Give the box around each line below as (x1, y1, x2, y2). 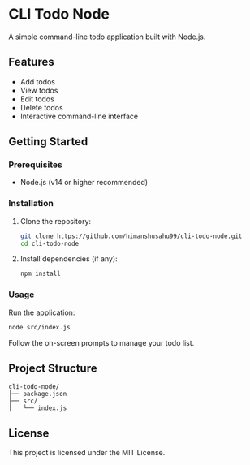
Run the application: (8, 308, 75, 317)
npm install (19, 269, 61, 278)
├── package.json (8, 390, 67, 398)
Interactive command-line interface (19, 111, 139, 121)
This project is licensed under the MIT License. (8, 448, 166, 458)
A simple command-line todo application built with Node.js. (8, 32, 206, 41)
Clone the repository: (19, 216, 92, 226)
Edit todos (19, 94, 54, 104)
